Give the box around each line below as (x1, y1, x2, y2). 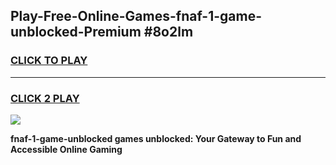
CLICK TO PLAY (10, 54, 88, 68)
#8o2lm (143, 24, 194, 41)
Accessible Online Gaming (10, 143, 123, 155)
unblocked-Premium (10, 24, 142, 41)
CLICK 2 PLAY (10, 91, 80, 105)
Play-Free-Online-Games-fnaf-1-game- (10, 8, 263, 25)
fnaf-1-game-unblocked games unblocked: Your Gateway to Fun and (10, 132, 302, 144)
